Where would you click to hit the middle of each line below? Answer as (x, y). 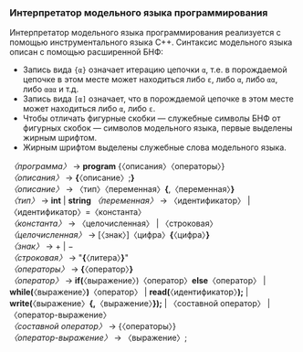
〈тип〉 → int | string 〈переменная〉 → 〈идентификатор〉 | (130, 201)
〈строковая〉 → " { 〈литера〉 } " (69, 258)
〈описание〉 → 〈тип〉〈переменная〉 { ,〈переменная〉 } (122, 189)
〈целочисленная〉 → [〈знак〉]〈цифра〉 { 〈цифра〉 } (110, 235)
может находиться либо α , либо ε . (89, 109)
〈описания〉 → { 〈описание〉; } (72, 178)
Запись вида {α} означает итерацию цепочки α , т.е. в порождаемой (155, 69)
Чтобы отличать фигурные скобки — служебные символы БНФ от (151, 118)
